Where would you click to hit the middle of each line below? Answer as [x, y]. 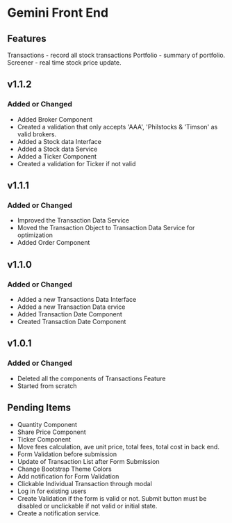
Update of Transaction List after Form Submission [88, 461]
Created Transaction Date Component [72, 322]
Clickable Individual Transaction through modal [85, 483]
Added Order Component [53, 243]
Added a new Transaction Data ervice [71, 307]
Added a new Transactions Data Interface [77, 300]
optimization [35, 235]
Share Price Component [52, 432]
